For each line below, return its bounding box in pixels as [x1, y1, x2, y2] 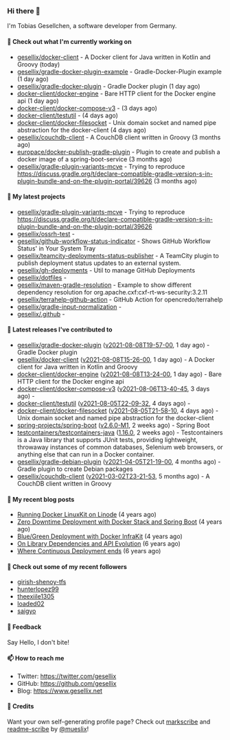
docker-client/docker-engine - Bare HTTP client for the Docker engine [16, 89, 216, 97]
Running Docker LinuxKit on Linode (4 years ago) [16, 511, 157, 519]
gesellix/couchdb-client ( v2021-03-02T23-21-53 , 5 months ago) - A [16, 472, 211, 480]
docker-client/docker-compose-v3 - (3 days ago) [16, 104, 158, 112]
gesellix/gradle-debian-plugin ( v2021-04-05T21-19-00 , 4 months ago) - [16, 457, 221, 465]
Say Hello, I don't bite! [7, 638, 70, 646]
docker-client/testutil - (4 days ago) [16, 111, 119, 119]
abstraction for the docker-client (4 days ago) [16, 126, 146, 134]
